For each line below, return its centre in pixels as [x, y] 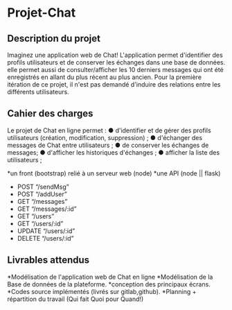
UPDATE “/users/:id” [46, 231]
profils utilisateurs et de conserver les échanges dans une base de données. [116, 62]
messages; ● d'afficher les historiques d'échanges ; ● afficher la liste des [114, 152]
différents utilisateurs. [38, 92]
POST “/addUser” [42, 194]
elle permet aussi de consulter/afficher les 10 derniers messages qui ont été [115, 70]
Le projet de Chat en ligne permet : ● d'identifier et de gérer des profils [109, 130]
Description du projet [54, 38]
